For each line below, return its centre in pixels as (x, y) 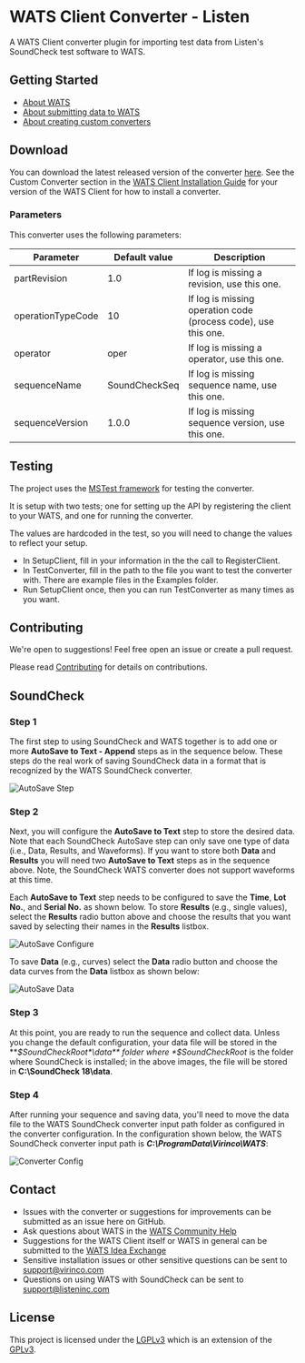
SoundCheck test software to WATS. (78, 51)
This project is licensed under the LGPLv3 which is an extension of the (141, 1339)
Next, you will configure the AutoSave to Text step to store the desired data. (152, 832)
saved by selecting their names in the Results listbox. (109, 926)
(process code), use (231, 321)
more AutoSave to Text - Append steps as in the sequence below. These (146, 752)
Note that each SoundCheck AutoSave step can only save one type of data (149, 841)
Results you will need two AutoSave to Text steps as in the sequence (140, 861)
